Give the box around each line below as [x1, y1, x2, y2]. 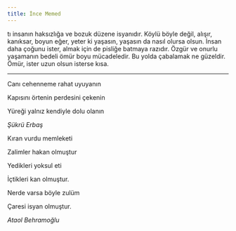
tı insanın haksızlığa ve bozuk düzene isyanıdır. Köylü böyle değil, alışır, [7, 29, 213, 38]
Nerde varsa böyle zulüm [7, 188, 80, 197]
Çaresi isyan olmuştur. [7, 202, 72, 211]
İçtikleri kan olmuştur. [7, 175, 70, 183]
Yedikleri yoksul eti [7, 161, 62, 169]
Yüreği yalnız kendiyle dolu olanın [7, 107, 105, 115]
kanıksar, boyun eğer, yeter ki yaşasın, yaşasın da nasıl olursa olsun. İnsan [7, 37, 222, 46]
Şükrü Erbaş [7, 120, 44, 128]
